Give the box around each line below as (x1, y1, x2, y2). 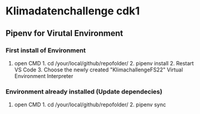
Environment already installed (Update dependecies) (5, 87, 163, 95)
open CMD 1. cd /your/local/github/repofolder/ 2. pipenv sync (14, 101, 166, 109)
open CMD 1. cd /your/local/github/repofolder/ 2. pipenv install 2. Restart (14, 59, 194, 67)
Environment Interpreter (14, 72, 74, 79)
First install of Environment (5, 46, 86, 55)
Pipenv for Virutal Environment (5, 28, 123, 38)
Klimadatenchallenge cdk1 (5, 4, 140, 18)
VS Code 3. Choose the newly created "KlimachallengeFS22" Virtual (14, 66, 183, 73)
